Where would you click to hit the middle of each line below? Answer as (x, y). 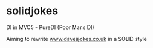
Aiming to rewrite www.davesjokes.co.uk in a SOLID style (77, 39)
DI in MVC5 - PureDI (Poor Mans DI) (50, 27)
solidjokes (32, 11)
